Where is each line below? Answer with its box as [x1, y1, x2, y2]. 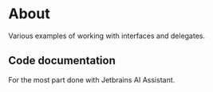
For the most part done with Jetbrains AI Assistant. [8, 75, 176, 84]
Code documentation [8, 54, 116, 67]
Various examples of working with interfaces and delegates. [8, 31, 206, 40]
